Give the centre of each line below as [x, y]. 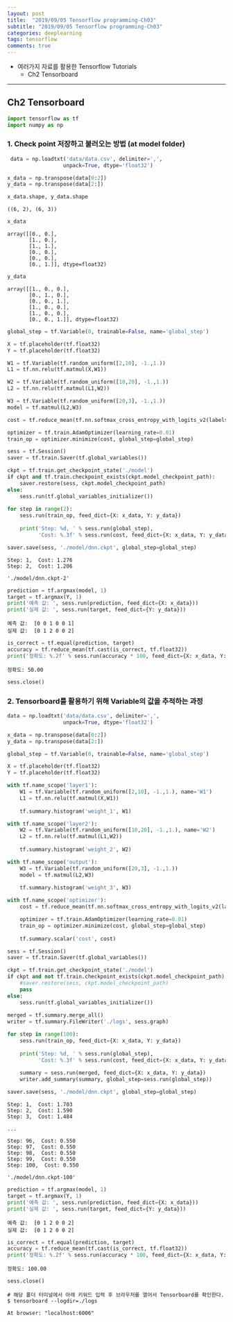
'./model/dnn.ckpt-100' [42, 1178]
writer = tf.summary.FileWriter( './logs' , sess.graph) [88, 1022]
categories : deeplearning [44, 33]
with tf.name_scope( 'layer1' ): [52, 786]
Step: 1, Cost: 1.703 [40, 1105]
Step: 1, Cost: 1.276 [40, 560]
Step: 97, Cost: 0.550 [42, 1147]
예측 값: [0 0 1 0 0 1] [41, 624]
